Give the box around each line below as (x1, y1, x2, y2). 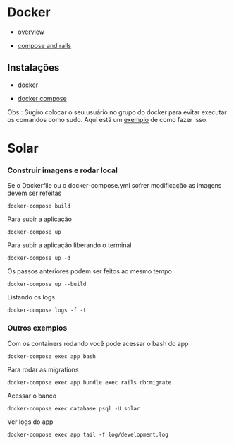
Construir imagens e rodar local (7, 165, 118, 175)
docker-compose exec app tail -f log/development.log (7, 431, 169, 438)
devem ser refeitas (7, 189, 62, 198)
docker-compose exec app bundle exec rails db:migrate (7, 379, 172, 386)
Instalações (7, 61, 60, 74)
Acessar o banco (7, 391, 57, 400)
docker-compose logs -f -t (7, 307, 87, 314)
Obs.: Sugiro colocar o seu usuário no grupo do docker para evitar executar (7, 107, 227, 117)
